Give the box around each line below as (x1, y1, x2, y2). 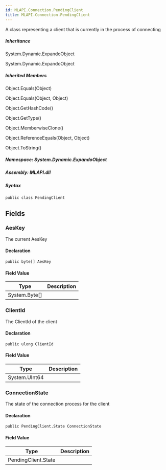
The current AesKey (5, 236, 48, 242)
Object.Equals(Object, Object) (5, 95, 68, 101)
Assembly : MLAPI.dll (5, 169, 51, 175)
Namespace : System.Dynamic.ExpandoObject (5, 156, 107, 163)
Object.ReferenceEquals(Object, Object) (5, 135, 90, 141)
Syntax (5, 182, 21, 188)
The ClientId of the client (5, 318, 57, 325)
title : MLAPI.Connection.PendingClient (5, 12, 90, 17)
